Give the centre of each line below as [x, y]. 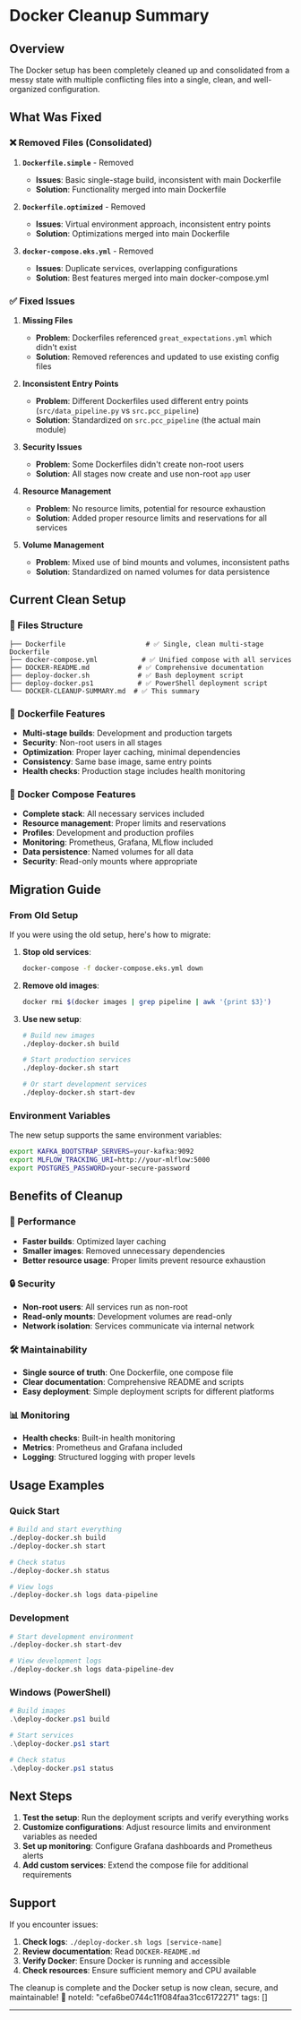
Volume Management [63, 545]
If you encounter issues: [54, 1925]
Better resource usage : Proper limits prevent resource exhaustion [144, 1260]
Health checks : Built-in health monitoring [99, 1438]
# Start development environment [72, 1637]
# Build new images [59, 1036]
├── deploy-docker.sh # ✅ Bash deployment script [127, 675]
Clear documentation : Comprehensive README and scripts [133, 1382]
